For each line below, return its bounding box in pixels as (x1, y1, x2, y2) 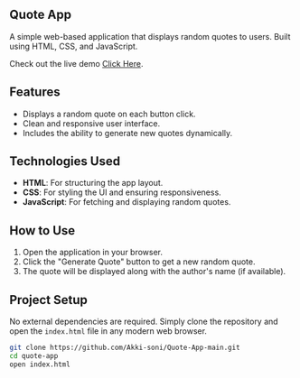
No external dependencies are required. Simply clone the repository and (9, 316, 278, 327)
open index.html (9, 360, 70, 369)
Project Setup (9, 292, 89, 308)
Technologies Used (9, 153, 120, 170)
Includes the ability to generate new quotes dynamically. (22, 127, 233, 138)
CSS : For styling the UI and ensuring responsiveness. (22, 187, 221, 198)
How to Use (9, 223, 76, 238)
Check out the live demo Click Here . (9, 58, 144, 69)
